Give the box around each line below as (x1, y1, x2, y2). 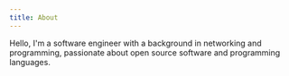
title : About (9, 13, 59, 22)
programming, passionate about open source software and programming (9, 46, 281, 58)
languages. (9, 56, 51, 67)
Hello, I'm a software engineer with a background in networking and (9, 38, 262, 48)
